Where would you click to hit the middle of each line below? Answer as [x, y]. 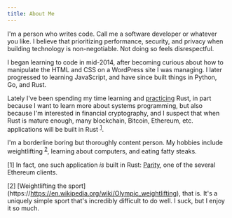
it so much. [23, 208]
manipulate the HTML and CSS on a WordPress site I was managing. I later [115, 69]
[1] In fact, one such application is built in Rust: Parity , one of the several [111, 165]
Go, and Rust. [27, 84]
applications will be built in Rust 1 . [55, 128]
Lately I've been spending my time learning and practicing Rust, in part [109, 98]
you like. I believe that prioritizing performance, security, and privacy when [115, 41]
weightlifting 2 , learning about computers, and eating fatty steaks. [102, 150]
